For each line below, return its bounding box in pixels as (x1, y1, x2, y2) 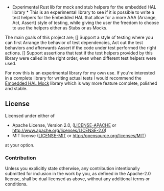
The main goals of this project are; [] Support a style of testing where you (5, 34, 153, 40)
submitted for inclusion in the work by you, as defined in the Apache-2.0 (5, 171, 151, 177)
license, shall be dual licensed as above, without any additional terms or (5, 176, 150, 182)
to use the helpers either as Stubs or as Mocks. (12, 25, 108, 31)
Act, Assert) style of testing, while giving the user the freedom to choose (12, 20, 159, 25)
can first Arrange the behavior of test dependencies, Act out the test (5, 40, 143, 46)
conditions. (5, 181, 28, 187)
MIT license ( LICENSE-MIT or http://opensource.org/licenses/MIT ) (12, 132, 146, 139)
